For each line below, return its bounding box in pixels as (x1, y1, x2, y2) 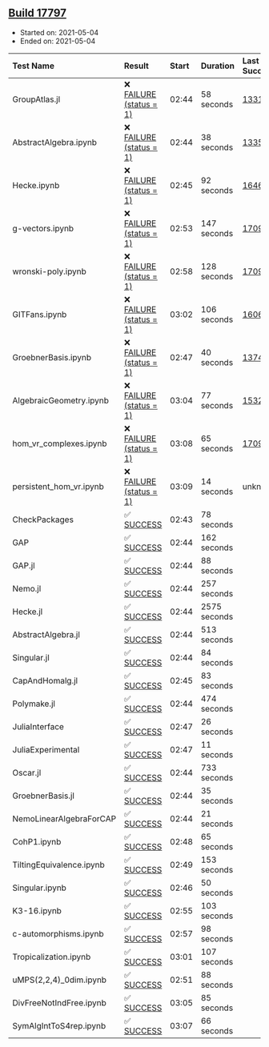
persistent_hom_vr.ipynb (12, 480, 104, 491)
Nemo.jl (12, 583, 42, 594)
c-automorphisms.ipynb (12, 928, 104, 939)
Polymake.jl (12, 698, 56, 709)
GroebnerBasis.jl (12, 790, 74, 801)
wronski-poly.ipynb (12, 266, 86, 277)
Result (123, 60, 150, 71)
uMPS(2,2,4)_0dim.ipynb (12, 974, 106, 985)
